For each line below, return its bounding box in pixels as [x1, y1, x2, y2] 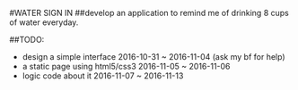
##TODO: [9, 35, 45, 45]
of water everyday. [9, 17, 79, 28]
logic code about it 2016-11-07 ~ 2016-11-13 [22, 70, 184, 81]
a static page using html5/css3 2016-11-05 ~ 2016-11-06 [22, 61, 231, 71]
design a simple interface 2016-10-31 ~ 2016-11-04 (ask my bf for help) [22, 52, 285, 61]
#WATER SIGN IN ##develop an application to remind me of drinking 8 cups [9, 8, 289, 18]
